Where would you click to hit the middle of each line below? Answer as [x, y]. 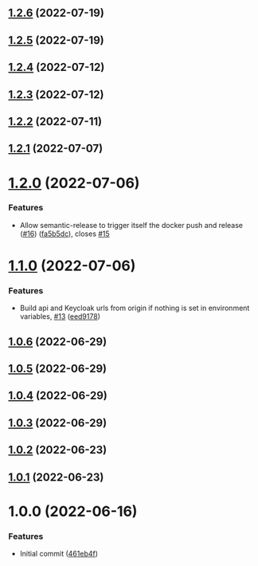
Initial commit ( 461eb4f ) [59, 554]
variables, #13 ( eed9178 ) [60, 316]
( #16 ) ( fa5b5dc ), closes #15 [64, 234]
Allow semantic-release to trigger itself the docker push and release [131, 225]
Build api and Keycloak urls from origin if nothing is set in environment [135, 308]
